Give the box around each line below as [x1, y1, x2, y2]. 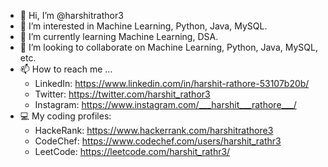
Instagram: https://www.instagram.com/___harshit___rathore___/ [34, 99, 297, 110]
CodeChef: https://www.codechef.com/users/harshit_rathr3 [34, 135, 282, 147]
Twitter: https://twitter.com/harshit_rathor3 [34, 88, 211, 100]
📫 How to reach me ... [19, 63, 113, 75]
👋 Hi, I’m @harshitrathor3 [19, 10, 124, 21]
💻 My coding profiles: [19, 110, 112, 122]
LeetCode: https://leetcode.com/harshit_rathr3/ [34, 146, 231, 157]
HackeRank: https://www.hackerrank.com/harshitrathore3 [34, 125, 274, 136]
